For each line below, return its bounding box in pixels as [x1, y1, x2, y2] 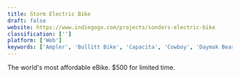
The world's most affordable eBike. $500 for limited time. [7, 63, 176, 71]
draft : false [7, 17, 46, 24]
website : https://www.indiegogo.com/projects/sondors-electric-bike [7, 24, 216, 31]
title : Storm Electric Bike [7, 10, 91, 18]
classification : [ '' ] [7, 30, 72, 38]
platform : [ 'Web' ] [7, 37, 62, 44]
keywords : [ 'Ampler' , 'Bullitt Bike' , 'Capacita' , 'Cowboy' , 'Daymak [7, 43, 219, 51]
